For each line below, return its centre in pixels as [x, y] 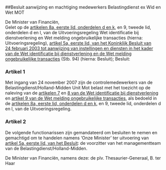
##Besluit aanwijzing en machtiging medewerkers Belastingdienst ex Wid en [83, 7]
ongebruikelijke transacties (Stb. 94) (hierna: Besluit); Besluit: [68, 59]
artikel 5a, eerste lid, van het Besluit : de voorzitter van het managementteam [83, 143]
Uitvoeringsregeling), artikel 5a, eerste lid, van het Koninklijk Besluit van [78, 43]
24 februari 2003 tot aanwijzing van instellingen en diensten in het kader [79, 48]
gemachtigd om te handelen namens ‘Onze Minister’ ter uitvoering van [77, 138]
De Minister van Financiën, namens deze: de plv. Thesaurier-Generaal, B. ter [83, 158]
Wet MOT [15, 12]
